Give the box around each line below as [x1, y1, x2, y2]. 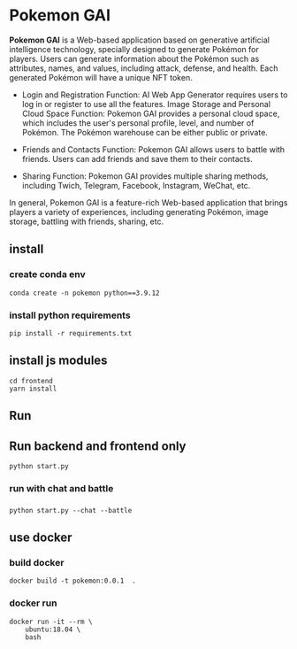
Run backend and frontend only [9, 438, 187, 453]
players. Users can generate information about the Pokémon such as [9, 53, 260, 64]
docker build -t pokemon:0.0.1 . [9, 576, 137, 585]
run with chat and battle [9, 482, 114, 494]
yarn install [9, 384, 57, 393]
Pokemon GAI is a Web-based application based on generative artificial [9, 35, 270, 45]
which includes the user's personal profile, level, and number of [21, 117, 255, 128]
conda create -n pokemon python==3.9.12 [9, 289, 161, 297]
